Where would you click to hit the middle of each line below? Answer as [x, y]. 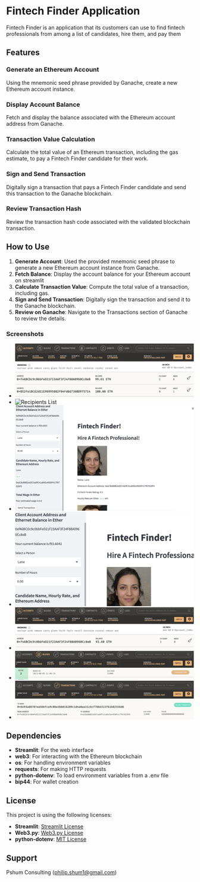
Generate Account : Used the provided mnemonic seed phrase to [95, 261]
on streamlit [29, 280]
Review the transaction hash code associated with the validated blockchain [98, 221]
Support [22, 858]
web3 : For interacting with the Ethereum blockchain [78, 757]
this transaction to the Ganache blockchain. [60, 193]
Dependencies [34, 735]
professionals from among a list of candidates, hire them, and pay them [94, 33]
